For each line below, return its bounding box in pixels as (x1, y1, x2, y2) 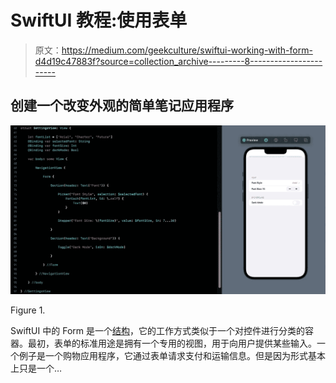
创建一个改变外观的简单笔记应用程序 (10, 97, 234, 115)
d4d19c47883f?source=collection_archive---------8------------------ (34, 55, 323, 67)
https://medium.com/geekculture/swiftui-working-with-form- (61, 44, 313, 56)
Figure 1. (10, 304, 46, 316)
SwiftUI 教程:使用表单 (10, 9, 188, 32)
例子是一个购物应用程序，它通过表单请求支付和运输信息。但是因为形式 (18, 349, 308, 361)
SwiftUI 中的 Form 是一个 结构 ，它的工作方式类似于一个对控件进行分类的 (10, 324, 305, 336)
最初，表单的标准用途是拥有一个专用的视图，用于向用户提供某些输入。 (27, 337, 317, 349)
